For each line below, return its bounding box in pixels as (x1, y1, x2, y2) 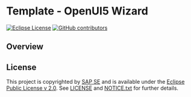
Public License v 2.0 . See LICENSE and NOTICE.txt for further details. (6, 84, 179, 92)
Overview (6, 42, 44, 52)
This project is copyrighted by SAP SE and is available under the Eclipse (6, 78, 185, 86)
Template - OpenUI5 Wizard (6, 4, 149, 18)
